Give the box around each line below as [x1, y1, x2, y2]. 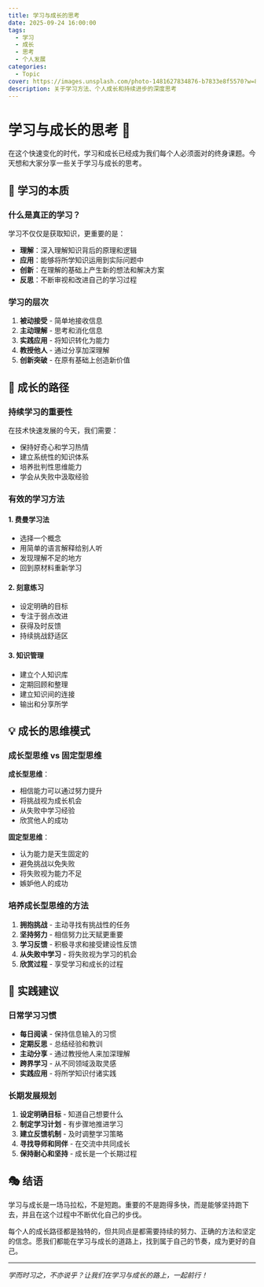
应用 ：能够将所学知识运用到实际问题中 [19, 255, 144, 265]
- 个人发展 [15, 56, 46, 64]
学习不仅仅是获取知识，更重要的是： [8, 229, 126, 238]
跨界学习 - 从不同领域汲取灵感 [19, 1059, 117, 1068]
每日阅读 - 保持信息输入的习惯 [19, 1029, 117, 1039]
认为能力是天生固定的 [19, 849, 89, 859]
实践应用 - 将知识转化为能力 [19, 336, 110, 345]
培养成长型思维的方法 [8, 900, 89, 911]
